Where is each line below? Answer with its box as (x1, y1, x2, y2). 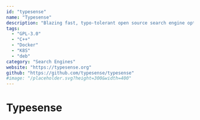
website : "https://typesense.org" (6, 64, 92, 70)
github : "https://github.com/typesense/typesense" (6, 70, 135, 76)
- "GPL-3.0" (11, 31, 42, 37)
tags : (6, 25, 20, 32)
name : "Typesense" (6, 14, 52, 20)
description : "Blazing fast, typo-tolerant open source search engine (6, 20, 185, 26)
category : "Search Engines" (6, 59, 76, 64)
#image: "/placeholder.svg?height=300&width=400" (6, 75, 132, 81)
